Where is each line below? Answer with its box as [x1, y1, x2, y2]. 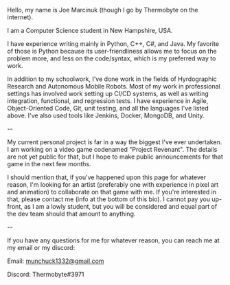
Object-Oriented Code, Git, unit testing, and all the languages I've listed [7, 104, 209, 112]
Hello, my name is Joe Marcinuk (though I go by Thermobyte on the [7, 6, 198, 14]
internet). [7, 13, 33, 21]
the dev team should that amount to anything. [7, 209, 136, 218]
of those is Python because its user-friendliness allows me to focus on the [7, 47, 218, 55]
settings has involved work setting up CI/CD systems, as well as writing [7, 89, 209, 98]
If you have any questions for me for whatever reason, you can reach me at [7, 236, 220, 244]
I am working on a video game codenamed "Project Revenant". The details [7, 146, 218, 153]
